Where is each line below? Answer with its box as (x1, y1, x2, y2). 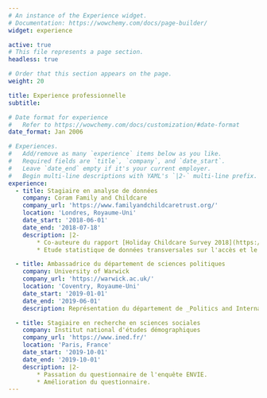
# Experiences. (8, 142, 59, 151)
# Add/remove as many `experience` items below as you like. (8, 150, 222, 158)
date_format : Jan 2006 (8, 128, 83, 136)
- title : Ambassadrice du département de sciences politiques (15, 260, 226, 269)
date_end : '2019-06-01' (22, 297, 102, 305)
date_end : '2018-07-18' (22, 223, 102, 231)
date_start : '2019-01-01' (22, 289, 109, 298)
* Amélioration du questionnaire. (37, 378, 151, 386)
